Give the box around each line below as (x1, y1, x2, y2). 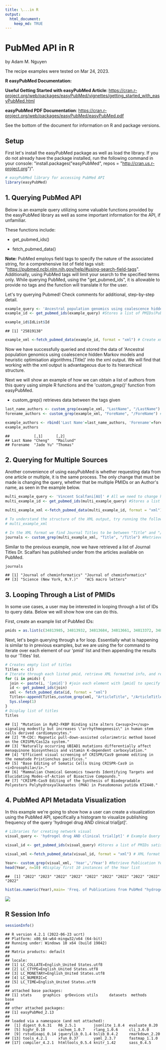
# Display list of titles (5, 708, 58, 713)
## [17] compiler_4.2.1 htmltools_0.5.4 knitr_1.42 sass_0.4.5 (5, 1040, 152, 1046)
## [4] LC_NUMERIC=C (5, 975, 48, 980)
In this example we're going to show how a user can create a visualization (5, 809, 156, 815)
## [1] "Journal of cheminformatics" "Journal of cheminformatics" (5, 573, 147, 578)
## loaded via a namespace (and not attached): (5, 1019, 105, 1024)
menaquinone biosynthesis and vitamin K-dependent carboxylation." (5, 748, 147, 753)
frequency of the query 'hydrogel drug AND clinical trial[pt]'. (5, 819, 127, 825)
